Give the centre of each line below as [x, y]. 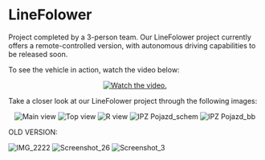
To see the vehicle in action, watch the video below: [94, 69]
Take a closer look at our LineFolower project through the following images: [133, 101]
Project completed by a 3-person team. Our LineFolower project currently [130, 37]
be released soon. [38, 54]
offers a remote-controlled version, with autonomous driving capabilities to [132, 45]
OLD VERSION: [33, 132]
